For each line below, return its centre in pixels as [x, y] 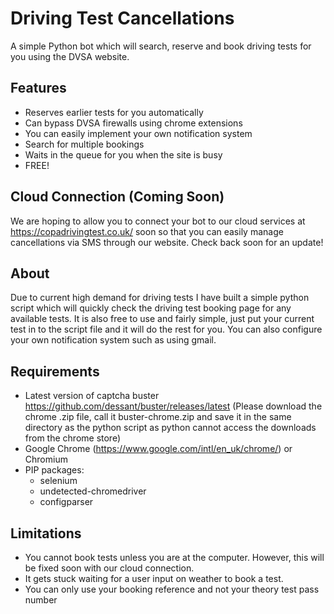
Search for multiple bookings [84, 144]
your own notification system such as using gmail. [113, 340]
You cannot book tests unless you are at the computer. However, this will [174, 557]
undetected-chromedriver [93, 491]
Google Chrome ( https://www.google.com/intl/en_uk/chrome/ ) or [158, 449]
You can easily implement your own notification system [138, 133]
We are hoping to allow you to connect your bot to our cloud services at [158, 221]
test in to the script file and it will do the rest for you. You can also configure [166, 329]
